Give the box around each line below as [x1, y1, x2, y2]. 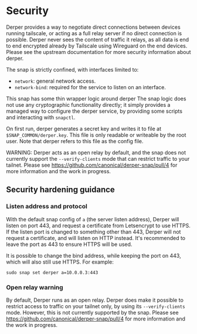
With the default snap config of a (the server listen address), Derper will [6, 215, 179, 222]
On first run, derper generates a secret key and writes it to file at [6, 125, 162, 132]
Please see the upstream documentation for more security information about [6, 48, 191, 55]
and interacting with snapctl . [6, 113, 76, 121]
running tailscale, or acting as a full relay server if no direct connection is [6, 29, 182, 36]
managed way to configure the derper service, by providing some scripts [6, 107, 183, 114]
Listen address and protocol [6, 203, 88, 211]
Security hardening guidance [6, 185, 116, 195]
